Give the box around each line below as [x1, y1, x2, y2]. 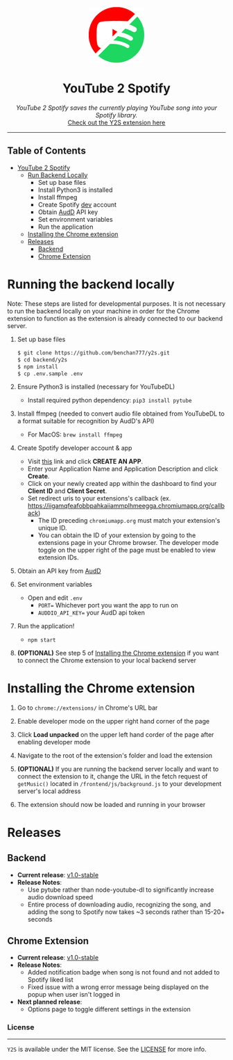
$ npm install [17, 363, 58, 370]
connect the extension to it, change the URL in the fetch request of [17, 772, 208, 781]
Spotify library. [95, 111, 138, 119]
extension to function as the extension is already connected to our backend [7, 314, 223, 323]
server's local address [17, 787, 81, 795]
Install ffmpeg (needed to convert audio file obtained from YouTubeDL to [17, 409, 225, 418]
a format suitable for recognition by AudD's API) [17, 416, 155, 425]
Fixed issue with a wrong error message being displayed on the [27, 983, 209, 991]
